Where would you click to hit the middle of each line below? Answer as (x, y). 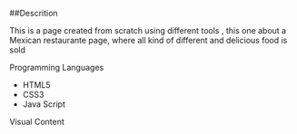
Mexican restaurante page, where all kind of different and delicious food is (148, 40)
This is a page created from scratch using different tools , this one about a (148, 30)
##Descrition (34, 13)
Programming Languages (57, 67)
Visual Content (37, 122)
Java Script (44, 104)
